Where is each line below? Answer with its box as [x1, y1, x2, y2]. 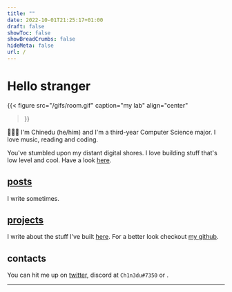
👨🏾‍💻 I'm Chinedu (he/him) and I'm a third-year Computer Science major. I [7, 128, 216, 136]
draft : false [7, 23, 45, 30]
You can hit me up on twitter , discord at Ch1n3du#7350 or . [7, 271, 169, 280]
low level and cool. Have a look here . [7, 156, 112, 164]
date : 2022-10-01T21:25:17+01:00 [7, 17, 104, 23]
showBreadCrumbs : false [7, 36, 76, 43]
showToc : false [7, 29, 51, 37]
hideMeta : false [7, 42, 54, 49]
